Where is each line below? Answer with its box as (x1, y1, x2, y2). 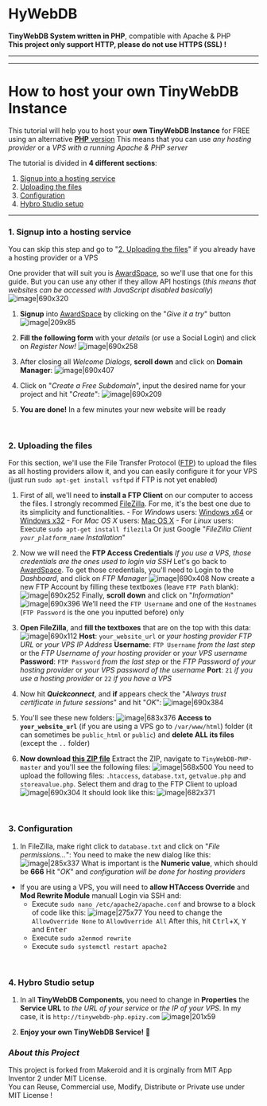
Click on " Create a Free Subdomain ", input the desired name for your (19, 381, 246, 390)
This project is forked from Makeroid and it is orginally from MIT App (8, 1065, 233, 1075)
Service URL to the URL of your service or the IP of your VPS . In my (19, 1003, 242, 1013)
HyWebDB (8, 5, 78, 23)
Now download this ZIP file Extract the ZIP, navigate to (19, 754, 201, 763)
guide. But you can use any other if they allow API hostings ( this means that (8, 276, 257, 287)
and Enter (31, 924, 68, 934)
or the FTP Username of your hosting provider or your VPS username (19, 649, 248, 658)
